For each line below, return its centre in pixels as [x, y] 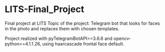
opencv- [122, 38]
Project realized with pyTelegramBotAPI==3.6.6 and [58, 38]
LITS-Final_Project [45, 9]
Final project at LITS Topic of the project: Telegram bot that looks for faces [82, 23]
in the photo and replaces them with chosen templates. [62, 28]
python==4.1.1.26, [23, 43]
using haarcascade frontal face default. [83, 43]
